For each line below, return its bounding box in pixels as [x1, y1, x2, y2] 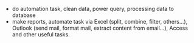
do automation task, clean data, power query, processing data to [12, 5, 175, 12]
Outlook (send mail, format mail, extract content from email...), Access [12, 24, 189, 31]
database [12, 12, 36, 19]
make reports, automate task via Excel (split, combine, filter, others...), [12, 18, 188, 25]
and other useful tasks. [12, 31, 70, 38]
